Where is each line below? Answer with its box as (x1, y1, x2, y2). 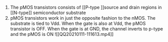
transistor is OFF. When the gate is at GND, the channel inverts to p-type (10, 26, 163, 32)
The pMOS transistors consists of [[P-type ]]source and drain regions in (10, 5, 162, 10)
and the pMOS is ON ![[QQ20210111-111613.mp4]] (10, 31, 114, 37)
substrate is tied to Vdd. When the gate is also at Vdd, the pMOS (10, 20, 146, 26)
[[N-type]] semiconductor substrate (10, 10, 86, 16)
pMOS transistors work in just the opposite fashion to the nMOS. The (10, 15, 156, 21)
